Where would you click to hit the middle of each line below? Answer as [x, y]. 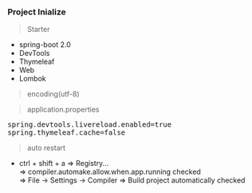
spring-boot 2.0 [45, 45]
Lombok [33, 79]
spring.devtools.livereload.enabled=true [90, 125]
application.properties [63, 109]
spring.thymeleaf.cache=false [67, 133]
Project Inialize [37, 12]
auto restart [46, 148]
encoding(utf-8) [53, 94]
